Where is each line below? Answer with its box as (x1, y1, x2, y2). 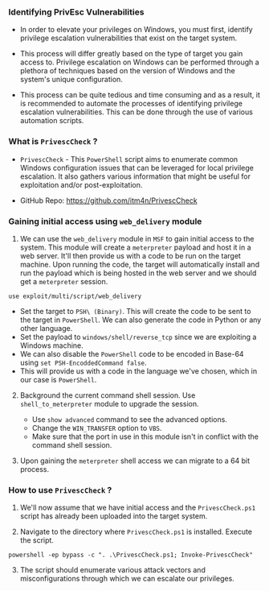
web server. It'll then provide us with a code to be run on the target (19, 250, 241, 260)
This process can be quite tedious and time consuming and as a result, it (19, 90, 261, 100)
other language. (19, 323, 73, 333)
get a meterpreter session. (19, 276, 108, 286)
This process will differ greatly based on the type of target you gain (19, 49, 243, 59)
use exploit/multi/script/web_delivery (8, 292, 142, 300)
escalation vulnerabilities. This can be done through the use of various (19, 107, 253, 117)
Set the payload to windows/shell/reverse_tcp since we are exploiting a (19, 332, 257, 341)
